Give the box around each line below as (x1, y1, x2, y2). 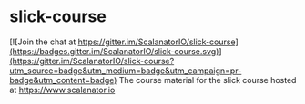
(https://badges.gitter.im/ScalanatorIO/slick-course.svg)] (9, 45, 222, 56)
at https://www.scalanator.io (9, 84, 116, 95)
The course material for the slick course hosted (118, 74, 297, 85)
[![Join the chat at (9, 36, 76, 47)
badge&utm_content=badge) (9, 74, 117, 85)
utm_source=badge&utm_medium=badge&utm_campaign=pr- (9, 65, 242, 76)
